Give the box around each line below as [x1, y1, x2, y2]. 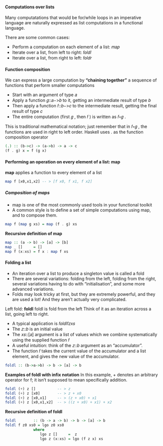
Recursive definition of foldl [5, 409, 62, 415]
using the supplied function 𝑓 [12, 337, 70, 343]
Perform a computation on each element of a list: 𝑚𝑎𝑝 [12, 44, 120, 50]
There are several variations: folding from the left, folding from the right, [12, 276, 157, 282]
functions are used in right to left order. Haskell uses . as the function [5, 129, 144, 135]
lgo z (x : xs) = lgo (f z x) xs [39, 436, 104, 441]
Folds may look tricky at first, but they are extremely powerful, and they [12, 291, 156, 297]
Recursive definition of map [5, 231, 62, 237]
